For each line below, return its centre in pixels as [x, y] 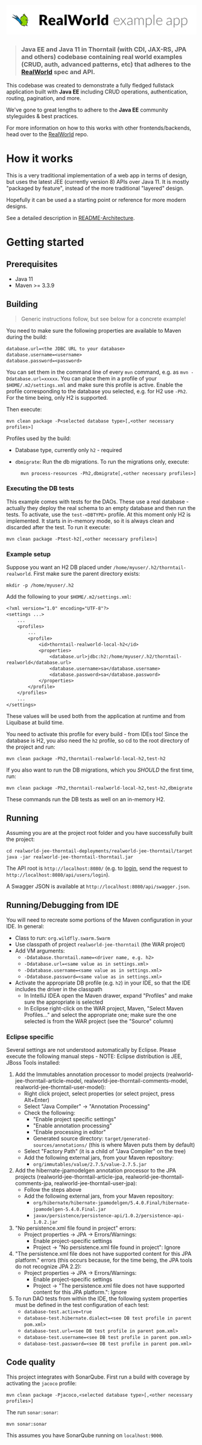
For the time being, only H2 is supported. [57, 397]
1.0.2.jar [45, 1223]
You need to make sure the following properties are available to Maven [94, 330]
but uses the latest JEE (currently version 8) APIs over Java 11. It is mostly [98, 181]
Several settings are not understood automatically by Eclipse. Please [91, 1050]
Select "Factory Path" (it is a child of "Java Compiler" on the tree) [105, 1151]
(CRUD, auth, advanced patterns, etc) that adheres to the [106, 65]
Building [22, 304]
